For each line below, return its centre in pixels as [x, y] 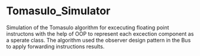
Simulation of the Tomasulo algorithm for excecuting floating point [88, 27]
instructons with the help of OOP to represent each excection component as [100, 33]
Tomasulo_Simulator [58, 11]
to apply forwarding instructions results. [55, 46]
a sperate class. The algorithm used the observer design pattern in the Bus [99, 40]
